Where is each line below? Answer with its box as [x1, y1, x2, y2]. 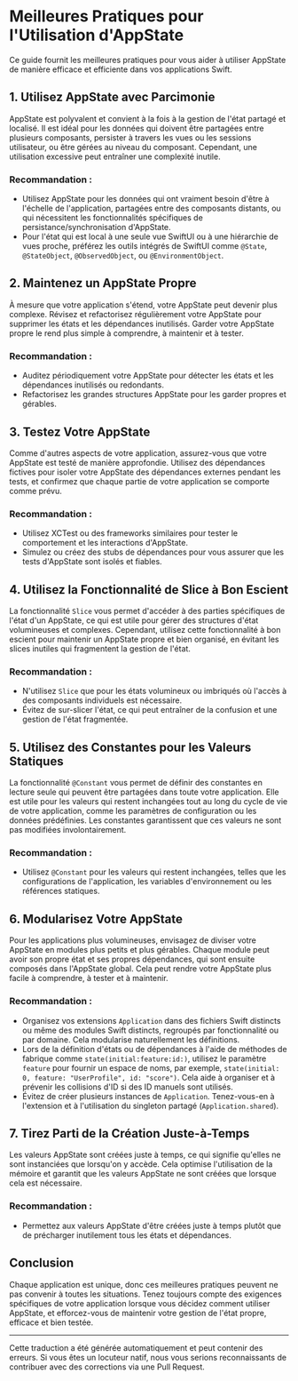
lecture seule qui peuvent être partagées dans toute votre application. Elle [9, 786, 279, 797]
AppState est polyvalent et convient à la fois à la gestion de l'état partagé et [9, 113, 286, 124]
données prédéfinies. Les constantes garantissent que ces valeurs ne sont [9, 815, 282, 826]
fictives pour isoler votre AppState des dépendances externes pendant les [9, 467, 281, 477]
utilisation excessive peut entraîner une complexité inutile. [9, 151, 221, 162]
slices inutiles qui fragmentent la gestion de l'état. [9, 643, 191, 654]
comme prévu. [9, 485, 62, 496]
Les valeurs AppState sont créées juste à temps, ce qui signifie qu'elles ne [9, 1149, 281, 1161]
